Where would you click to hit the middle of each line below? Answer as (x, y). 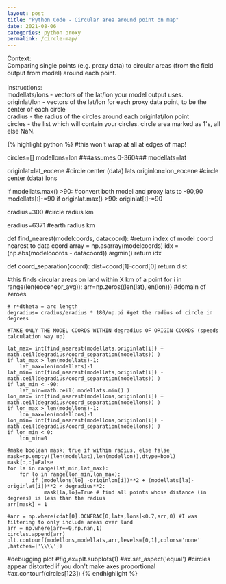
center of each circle (37, 110)
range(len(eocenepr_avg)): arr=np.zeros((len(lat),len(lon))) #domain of (107, 287)
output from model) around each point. (62, 73)
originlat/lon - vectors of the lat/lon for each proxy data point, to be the (107, 102)
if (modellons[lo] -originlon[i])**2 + (89, 481)
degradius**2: (86, 487)
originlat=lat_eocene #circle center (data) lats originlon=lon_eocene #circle (113, 171)
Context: (19, 58)
